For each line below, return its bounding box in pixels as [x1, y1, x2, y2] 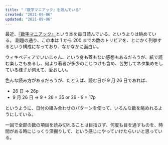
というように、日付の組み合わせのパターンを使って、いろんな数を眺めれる [5, 105, 158, 111]
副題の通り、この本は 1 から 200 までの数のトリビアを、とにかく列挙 [15, 37, 158, 43]
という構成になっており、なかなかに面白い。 [9, 44, 102, 50]
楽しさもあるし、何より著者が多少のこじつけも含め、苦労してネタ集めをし [9, 61, 163, 67]
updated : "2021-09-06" [5, 17, 53, 22]
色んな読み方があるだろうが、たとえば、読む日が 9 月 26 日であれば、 [5, 77, 150, 83]
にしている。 [9, 111, 36, 117]
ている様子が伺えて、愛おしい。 [5, 67, 71, 73]
